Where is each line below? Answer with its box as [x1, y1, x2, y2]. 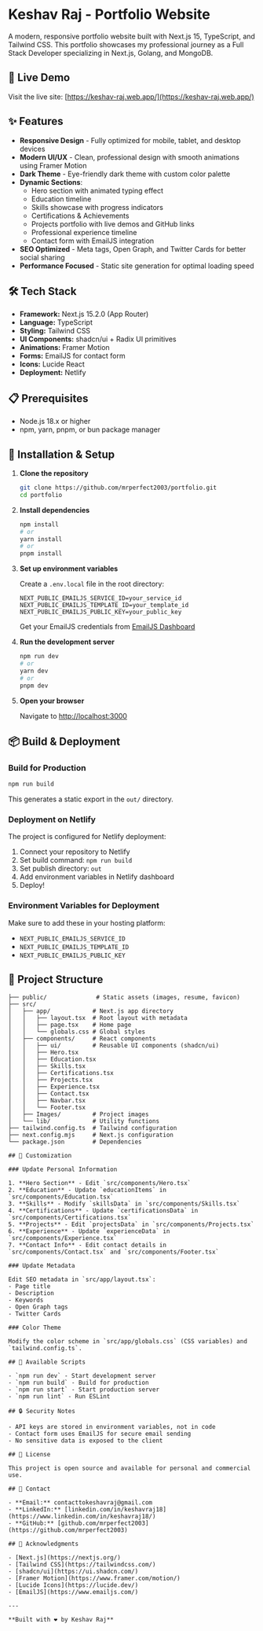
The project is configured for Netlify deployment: [8, 832, 166, 841]
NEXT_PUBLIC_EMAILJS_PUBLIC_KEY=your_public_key [19, 608, 182, 617]
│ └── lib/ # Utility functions [8, 1117, 159, 1125]
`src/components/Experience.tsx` [8, 1235, 118, 1243]
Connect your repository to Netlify [19, 847, 131, 856]
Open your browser [19, 696, 85, 705]
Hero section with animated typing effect [31, 186, 163, 195]
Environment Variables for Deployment [8, 900, 159, 911]
